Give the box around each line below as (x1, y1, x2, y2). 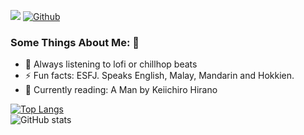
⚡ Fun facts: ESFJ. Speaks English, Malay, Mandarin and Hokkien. (24, 70, 295, 82)
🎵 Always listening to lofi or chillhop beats (24, 58, 198, 70)
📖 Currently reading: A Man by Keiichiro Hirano (24, 84, 218, 96)
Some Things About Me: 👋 (10, 35, 140, 49)
